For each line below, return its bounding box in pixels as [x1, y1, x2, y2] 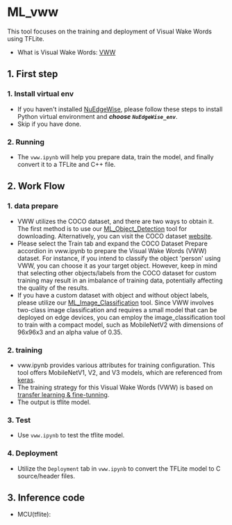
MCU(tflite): [17, 510, 51, 519]
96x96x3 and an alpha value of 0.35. [17, 328, 123, 336]
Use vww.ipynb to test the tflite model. [17, 431, 125, 439]
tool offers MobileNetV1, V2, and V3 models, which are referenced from [17, 368, 222, 376]
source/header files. [17, 471, 76, 480]
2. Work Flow [7, 180, 65, 192]
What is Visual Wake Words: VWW [17, 48, 116, 56]
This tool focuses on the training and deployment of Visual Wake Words [7, 27, 212, 35]
